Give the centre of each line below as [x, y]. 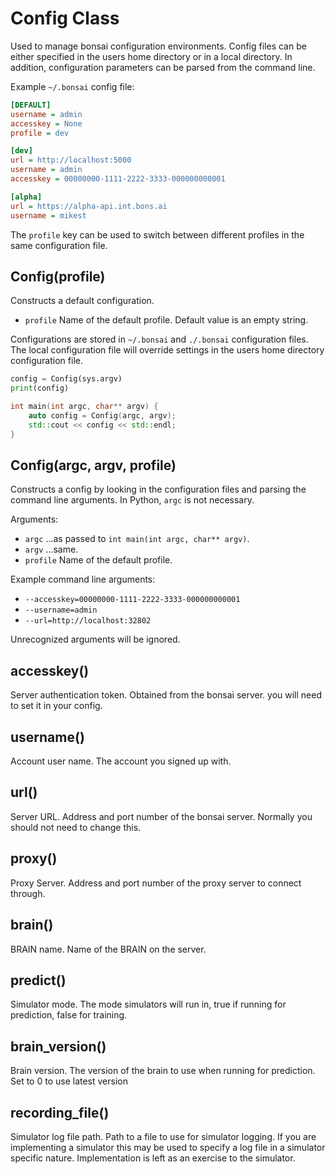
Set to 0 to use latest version [69, 1081]
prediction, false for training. [69, 1015]
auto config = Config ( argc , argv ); [102, 416]
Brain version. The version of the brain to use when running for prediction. [163, 1071]
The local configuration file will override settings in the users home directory [167, 350]
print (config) [40, 388]
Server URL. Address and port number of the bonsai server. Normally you [161, 816]
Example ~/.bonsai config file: [72, 86]
